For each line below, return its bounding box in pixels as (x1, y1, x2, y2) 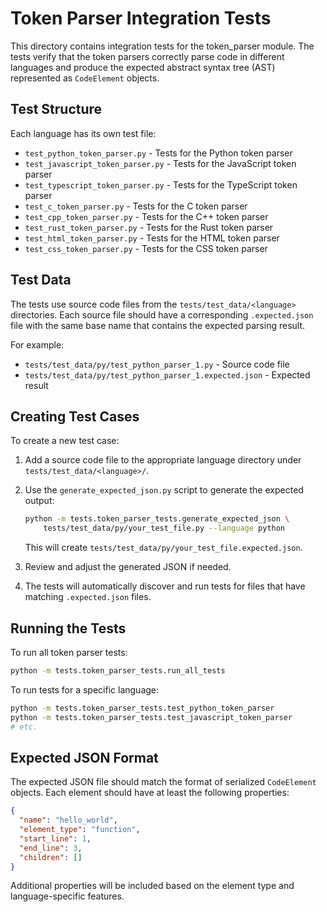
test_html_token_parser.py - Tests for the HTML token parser (24, 232, 280, 244)
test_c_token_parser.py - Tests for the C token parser (24, 200, 248, 212)
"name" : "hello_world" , (19, 815, 118, 826)
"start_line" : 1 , (19, 833, 92, 844)
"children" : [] (19, 852, 83, 862)
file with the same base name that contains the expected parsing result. (10, 319, 306, 331)
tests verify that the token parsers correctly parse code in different (10, 50, 285, 62)
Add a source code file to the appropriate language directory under (24, 454, 302, 466)
